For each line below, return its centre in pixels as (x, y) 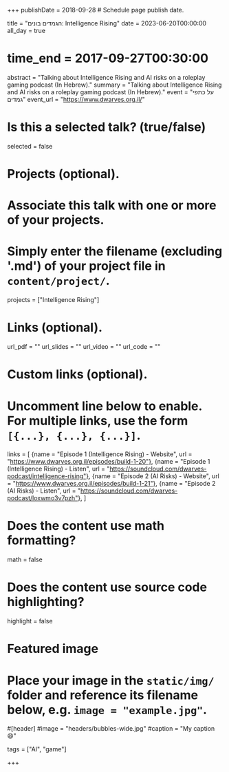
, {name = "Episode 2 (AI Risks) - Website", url (154, 476)
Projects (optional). (64, 174)
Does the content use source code (107, 587)
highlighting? (46, 602)
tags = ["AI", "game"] (37, 749)
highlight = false (30, 621)
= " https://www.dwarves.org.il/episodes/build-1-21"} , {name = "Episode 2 (111, 484)
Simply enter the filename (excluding (115, 251)
